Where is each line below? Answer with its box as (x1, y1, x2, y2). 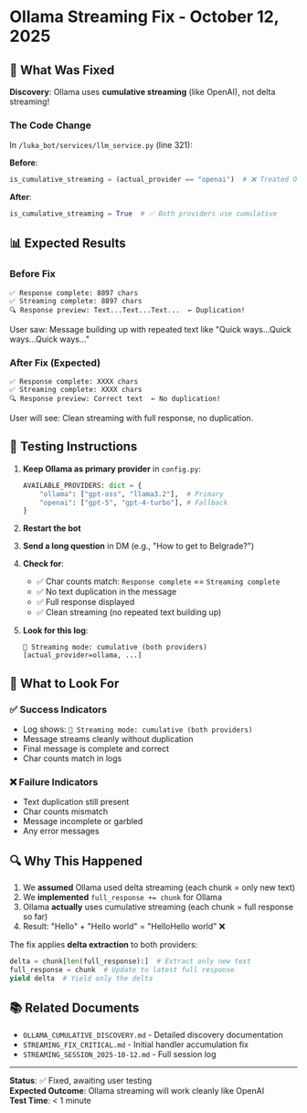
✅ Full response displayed (36, 597, 135, 608)
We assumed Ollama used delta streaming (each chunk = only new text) (22, 882, 295, 893)
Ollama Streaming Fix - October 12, (9, 6, 280, 27)
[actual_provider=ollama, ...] (22, 651, 143, 660)
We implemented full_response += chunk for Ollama (22, 892, 222, 903)
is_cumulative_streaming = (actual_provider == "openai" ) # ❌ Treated (9, 175, 290, 185)
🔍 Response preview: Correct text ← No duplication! (9, 395, 221, 404)
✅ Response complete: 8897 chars (9, 288, 139, 298)
